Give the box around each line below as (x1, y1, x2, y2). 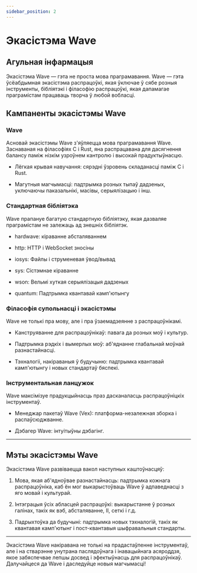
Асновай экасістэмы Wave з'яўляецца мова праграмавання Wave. (6, 139, 172, 147)
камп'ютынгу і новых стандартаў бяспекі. (14, 364, 120, 371)
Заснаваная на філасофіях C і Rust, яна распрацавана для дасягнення (6, 146, 182, 153)
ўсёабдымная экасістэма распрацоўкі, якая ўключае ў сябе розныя (6, 79, 177, 86)
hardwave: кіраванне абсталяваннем (14, 232, 107, 240)
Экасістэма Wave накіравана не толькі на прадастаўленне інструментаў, (6, 541, 189, 549)
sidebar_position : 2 (6, 8, 57, 15)
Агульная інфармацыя (6, 57, 94, 68)
